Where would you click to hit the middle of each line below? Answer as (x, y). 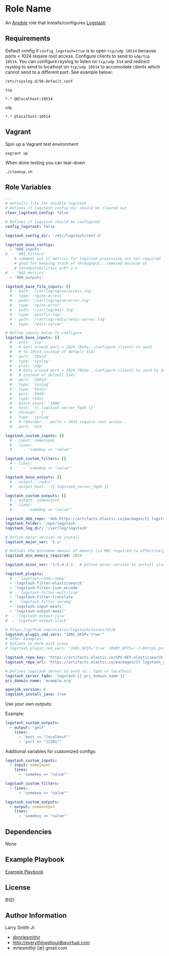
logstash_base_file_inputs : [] (38, 287)
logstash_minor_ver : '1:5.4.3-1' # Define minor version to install (80, 565)
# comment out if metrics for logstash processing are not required (88, 259)
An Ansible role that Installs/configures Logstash (56, 23)
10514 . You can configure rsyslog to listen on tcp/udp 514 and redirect (77, 61)
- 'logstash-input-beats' (37, 607)
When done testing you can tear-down (45, 163)
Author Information (36, 915)
